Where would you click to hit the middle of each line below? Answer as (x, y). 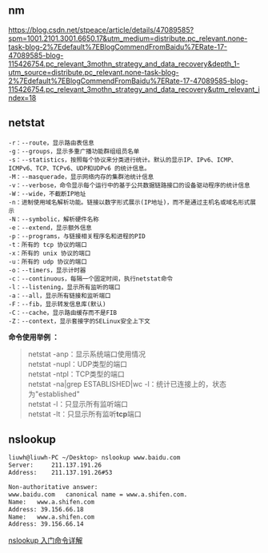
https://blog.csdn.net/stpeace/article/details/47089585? (101, 30)
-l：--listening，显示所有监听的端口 (64, 287)
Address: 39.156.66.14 (46, 524)
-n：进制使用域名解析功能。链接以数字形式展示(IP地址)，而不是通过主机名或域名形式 (129, 202)
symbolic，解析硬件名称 (64, 219)
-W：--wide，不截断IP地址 (47, 193)
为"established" (54, 394)
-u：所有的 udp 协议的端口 (48, 261)
